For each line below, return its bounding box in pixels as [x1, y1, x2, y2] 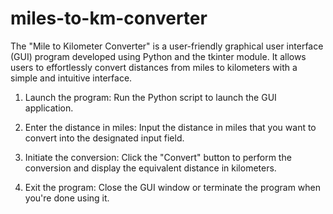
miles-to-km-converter [10, 7, 208, 30]
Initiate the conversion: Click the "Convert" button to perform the [24, 151, 292, 163]
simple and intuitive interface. [10, 72, 133, 84]
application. [24, 102, 74, 114]
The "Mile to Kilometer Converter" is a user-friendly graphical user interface [10, 40, 324, 52]
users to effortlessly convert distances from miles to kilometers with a [10, 61, 298, 73]
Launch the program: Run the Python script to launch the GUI [24, 91, 277, 103]
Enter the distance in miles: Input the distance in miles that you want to [24, 121, 317, 133]
